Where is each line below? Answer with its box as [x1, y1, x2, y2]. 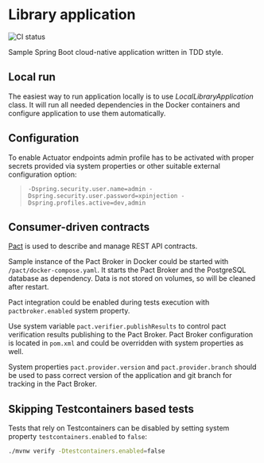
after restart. [8, 282, 49, 292]
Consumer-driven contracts [8, 220, 150, 234]
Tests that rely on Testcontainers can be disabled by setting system [8, 423, 230, 433]
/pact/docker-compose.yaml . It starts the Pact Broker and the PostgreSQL [8, 265, 247, 275]
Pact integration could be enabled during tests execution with [8, 298, 210, 307]
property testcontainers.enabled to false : [8, 432, 147, 442]
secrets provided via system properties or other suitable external [8, 161, 221, 170]
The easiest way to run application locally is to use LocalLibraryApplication [8, 91, 254, 101]
